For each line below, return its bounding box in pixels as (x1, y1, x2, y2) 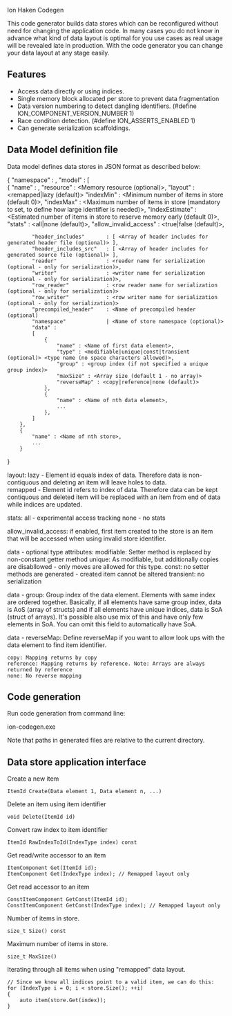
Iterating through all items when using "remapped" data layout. (7, 965, 186, 974)
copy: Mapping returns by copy (7, 654, 97, 661)
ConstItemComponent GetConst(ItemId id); (7, 896, 128, 903)
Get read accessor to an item (7, 882, 90, 891)
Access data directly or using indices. (17, 87, 124, 96)
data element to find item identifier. (7, 640, 107, 649)
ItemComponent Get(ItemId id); (7, 864, 97, 871)
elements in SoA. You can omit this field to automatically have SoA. (7, 619, 197, 628)
